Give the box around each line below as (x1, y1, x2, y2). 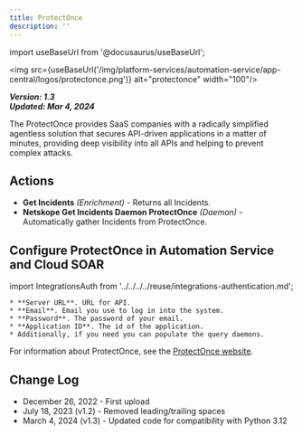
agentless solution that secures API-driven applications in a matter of (9, 128, 267, 138)
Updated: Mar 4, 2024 (9, 100, 95, 111)
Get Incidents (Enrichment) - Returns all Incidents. (22, 197, 211, 208)
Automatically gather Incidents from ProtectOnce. (22, 216, 208, 227)
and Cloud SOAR (9, 257, 105, 272)
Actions (9, 173, 54, 188)
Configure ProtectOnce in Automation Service (9, 242, 275, 258)
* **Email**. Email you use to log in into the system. (9, 307, 224, 316)
